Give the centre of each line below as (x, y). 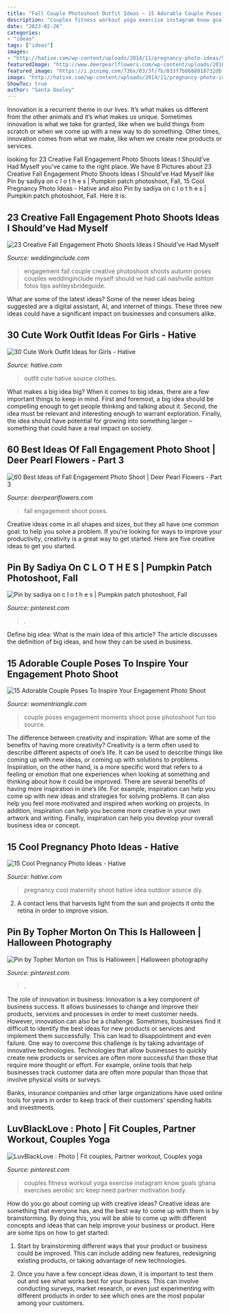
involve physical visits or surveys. (54, 1079)
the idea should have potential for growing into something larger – (100, 421)
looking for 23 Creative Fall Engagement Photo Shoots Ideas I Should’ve (108, 159)
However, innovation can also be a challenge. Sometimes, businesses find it (114, 1021)
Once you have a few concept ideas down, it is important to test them (115, 1274)
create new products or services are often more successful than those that (113, 1057)
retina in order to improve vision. (63, 911)
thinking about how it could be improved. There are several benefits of (106, 782)
